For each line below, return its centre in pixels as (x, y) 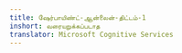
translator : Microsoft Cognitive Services (91, 34)
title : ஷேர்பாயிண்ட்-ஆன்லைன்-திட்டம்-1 (78, 18)
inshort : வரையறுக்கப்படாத (55, 26)
